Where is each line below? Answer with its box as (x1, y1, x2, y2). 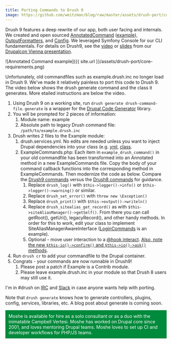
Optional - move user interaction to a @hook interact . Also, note (28, 236, 163, 242)
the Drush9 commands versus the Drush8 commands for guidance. (20, 176, 163, 182)
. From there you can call (97, 209, 149, 215)
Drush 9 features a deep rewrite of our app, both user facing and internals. (5, 26, 163, 32)
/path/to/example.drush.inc (20, 128, 80, 133)
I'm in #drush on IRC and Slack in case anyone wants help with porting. (5, 284, 156, 291)
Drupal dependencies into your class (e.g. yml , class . (20, 143, 132, 149)
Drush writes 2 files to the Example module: (12, 132, 105, 139)
